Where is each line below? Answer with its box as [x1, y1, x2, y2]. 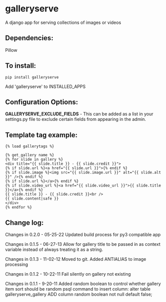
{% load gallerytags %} [5, 144, 55, 149]
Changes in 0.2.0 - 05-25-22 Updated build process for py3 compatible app [5, 232, 161, 237]
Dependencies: [5, 34, 54, 42]
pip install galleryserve [5, 75, 59, 80]
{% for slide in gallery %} [5, 157, 64, 162]
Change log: [5, 218, 44, 227]
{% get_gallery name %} [5, 153, 55, 158]
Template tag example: [5, 130, 78, 139]
